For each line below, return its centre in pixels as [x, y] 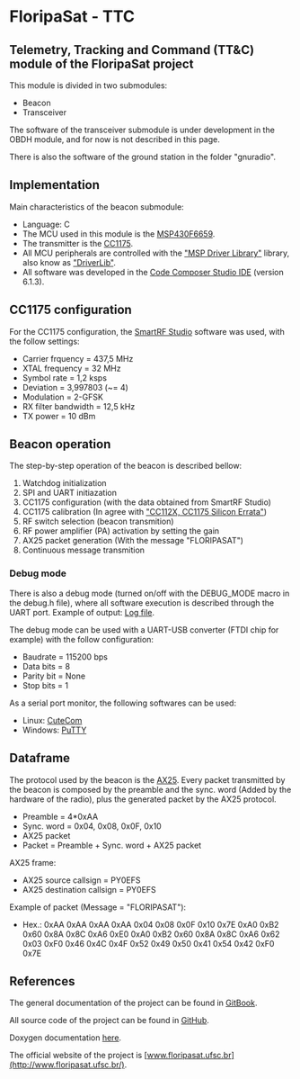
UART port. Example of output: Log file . [82, 612]
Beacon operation [60, 444]
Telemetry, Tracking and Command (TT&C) [132, 50]
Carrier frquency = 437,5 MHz [78, 358]
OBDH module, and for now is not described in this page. [115, 139]
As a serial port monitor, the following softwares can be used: [123, 703]
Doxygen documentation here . [66, 1038]
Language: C [46, 224]
